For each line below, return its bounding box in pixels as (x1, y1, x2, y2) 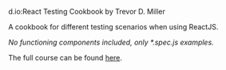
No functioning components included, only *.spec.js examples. (8, 37, 214, 47)
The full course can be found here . (8, 53, 122, 62)
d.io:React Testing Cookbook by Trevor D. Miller (8, 7, 166, 16)
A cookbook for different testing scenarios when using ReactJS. (8, 22, 219, 31)
